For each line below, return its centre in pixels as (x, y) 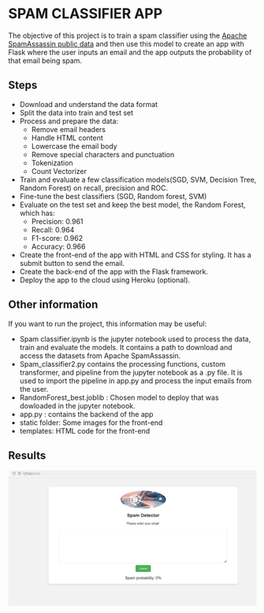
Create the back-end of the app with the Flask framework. (114, 271)
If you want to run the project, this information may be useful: (108, 323)
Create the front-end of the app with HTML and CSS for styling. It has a (136, 255)
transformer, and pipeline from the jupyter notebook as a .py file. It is (131, 372)
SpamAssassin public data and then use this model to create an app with (126, 43)
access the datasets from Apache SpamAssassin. (100, 356)
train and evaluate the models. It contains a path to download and (126, 347)
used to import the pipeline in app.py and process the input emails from (136, 380)
